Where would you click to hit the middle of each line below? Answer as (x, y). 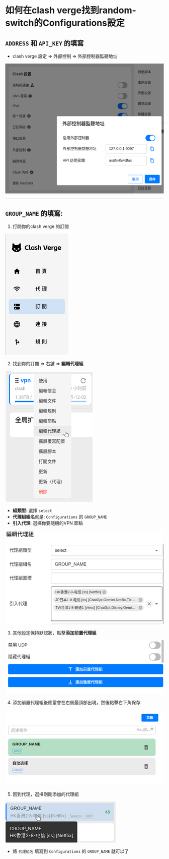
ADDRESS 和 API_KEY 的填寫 (45, 43)
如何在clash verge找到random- (71, 10)
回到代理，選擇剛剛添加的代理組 (46, 794)
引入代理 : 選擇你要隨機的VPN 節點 (48, 523)
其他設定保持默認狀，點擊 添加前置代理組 (54, 633)
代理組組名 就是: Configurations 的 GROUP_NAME (60, 517)
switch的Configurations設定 (65, 23)
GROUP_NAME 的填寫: (34, 214)
